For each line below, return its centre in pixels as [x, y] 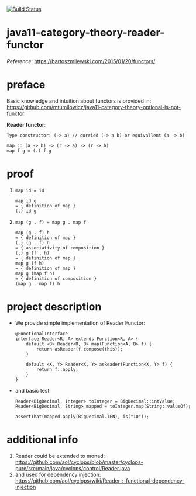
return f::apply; [57, 369]
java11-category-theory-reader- [86, 33]
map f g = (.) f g [29, 151]
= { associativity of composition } [60, 248]
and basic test [32, 390]
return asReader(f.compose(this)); [80, 349]
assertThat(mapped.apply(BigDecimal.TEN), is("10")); [82, 417]
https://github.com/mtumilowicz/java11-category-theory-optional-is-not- [94, 107]
